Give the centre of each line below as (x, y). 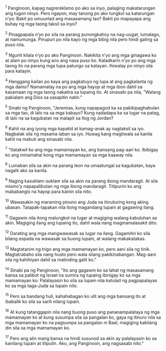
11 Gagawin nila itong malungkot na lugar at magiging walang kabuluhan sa (81, 217)
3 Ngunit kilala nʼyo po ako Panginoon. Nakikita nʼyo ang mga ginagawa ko (81, 55)
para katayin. (19, 71)
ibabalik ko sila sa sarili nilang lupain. (43, 301)
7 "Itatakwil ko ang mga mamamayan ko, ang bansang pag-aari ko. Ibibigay (82, 149)
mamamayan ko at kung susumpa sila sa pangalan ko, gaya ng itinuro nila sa (83, 317)
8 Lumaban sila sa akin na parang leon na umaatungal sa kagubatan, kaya (80, 165)
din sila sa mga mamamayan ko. (38, 328)
